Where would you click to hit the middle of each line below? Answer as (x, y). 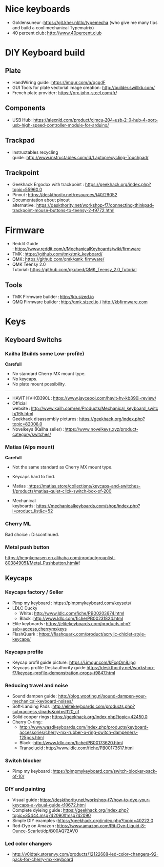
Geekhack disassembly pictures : (45, 419)
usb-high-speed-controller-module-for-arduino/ (61, 125)
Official (19, 403)
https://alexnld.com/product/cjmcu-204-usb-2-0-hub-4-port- (96, 120)
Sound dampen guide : (35, 696)
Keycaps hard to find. (33, 477)
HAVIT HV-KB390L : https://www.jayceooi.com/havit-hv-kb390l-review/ (84, 398)
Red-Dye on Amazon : (34, 825)
